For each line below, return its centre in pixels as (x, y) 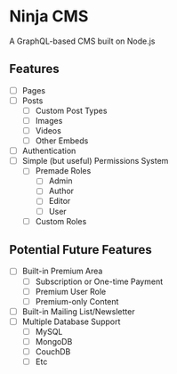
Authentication (49, 151)
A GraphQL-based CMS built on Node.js (82, 41)
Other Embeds (62, 141)
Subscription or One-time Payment (99, 281)
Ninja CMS (49, 16)
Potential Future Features (81, 250)
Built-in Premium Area (62, 271)
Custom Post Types (71, 110)
